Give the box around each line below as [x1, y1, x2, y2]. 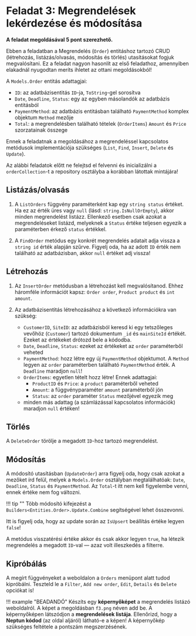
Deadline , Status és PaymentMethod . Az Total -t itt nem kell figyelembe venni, [6, 483, 189, 490]
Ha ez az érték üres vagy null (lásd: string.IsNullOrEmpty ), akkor [14, 207, 174, 214]
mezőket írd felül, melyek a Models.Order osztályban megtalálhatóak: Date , [6, 476, 185, 483]
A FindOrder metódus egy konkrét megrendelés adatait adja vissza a [14, 237, 180, 244]
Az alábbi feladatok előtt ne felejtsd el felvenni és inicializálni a [6, 162, 157, 169]
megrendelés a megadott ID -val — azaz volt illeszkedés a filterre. [6, 542, 164, 549]
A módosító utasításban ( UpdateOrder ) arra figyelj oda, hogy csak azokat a [6, 470, 185, 477]
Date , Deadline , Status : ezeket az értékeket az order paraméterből [23, 342, 183, 349]
